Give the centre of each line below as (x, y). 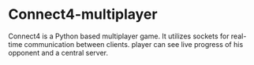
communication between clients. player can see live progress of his (134, 44)
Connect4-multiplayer (83, 14)
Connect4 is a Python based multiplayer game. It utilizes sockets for (119, 36)
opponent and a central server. (58, 52)
